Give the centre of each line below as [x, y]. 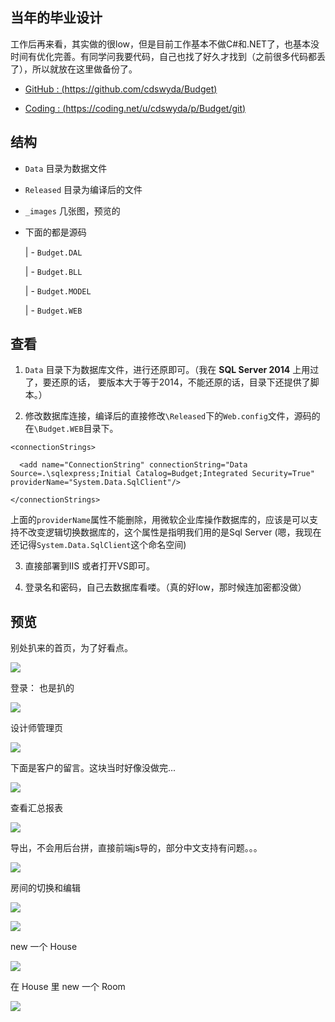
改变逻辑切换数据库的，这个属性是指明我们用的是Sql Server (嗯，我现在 [174, 532]
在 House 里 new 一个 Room [68, 987]
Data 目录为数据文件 [66, 168]
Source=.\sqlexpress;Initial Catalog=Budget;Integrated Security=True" [162, 474]
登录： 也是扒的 [42, 688]
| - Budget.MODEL [58, 290]
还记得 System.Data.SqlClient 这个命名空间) [98, 545]
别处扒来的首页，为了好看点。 [71, 648]
